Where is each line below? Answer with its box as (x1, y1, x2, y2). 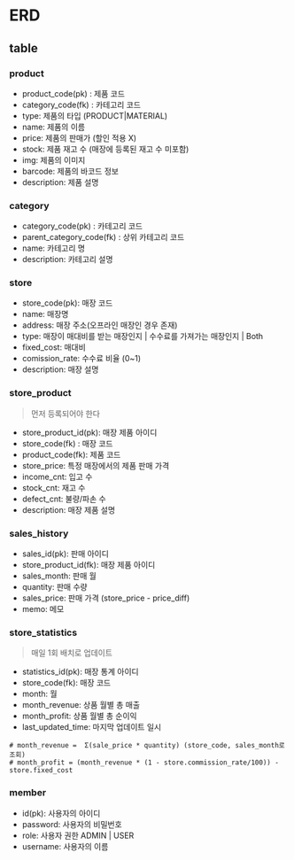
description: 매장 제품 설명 (21, 504, 116, 515)
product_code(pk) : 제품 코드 (21, 88, 126, 98)
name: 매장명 (21, 309, 69, 320)
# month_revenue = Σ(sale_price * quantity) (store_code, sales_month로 (9, 741, 285, 750)
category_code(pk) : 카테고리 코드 (21, 221, 143, 231)
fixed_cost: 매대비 (21, 342, 86, 353)
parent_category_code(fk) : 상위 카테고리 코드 (21, 232, 185, 243)
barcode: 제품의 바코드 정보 (21, 166, 120, 176)
